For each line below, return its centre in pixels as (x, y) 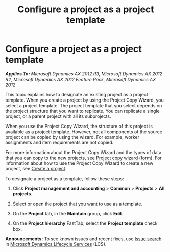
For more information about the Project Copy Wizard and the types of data (83, 152)
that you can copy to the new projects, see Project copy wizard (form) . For (83, 158)
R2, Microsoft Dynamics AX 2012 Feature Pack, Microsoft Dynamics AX (81, 79)
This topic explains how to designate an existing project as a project (77, 94)
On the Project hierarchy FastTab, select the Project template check (85, 223)
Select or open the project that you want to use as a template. (78, 204)
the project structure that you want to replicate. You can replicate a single (82, 111)
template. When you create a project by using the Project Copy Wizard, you (85, 100)
